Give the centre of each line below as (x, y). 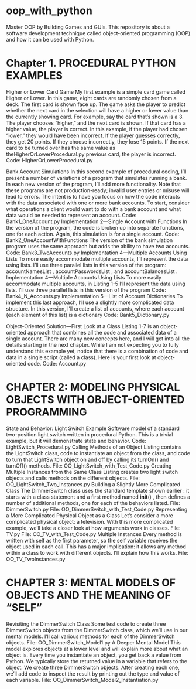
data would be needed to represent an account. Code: (71, 215)
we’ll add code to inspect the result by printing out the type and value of (93, 673)
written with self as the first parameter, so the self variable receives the (92, 540)
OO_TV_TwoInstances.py (36, 559)
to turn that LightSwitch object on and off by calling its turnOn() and (87, 459)
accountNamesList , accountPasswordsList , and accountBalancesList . (92, 271)
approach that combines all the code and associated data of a (102, 332)
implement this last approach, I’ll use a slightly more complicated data (90, 302)
